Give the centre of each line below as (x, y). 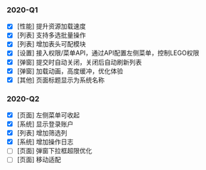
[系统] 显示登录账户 (45, 124)
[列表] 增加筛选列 (42, 133)
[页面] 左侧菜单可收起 (48, 115)
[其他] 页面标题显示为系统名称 (60, 80)
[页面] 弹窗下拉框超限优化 (54, 151)
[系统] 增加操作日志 (45, 142)
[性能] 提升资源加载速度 (51, 26)
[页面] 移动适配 (39, 160)
